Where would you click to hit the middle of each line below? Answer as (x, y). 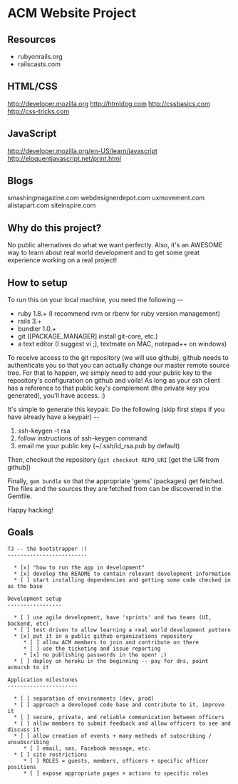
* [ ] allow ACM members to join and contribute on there (111, 642)
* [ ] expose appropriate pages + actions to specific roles (116, 773)
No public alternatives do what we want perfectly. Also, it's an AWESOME (115, 245)
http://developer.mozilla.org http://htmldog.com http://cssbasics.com (109, 103)
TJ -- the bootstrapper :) (47, 549)
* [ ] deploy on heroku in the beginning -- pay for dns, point (111, 661)
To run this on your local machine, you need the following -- (95, 300)
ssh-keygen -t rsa (44, 431)
